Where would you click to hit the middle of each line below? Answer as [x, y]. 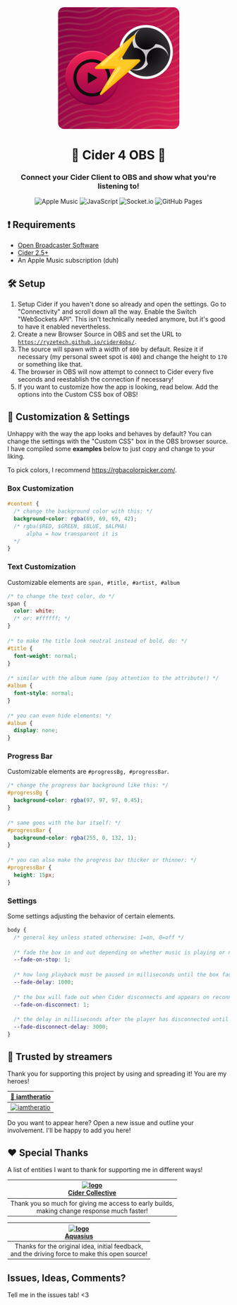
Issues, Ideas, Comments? [67, 1278]
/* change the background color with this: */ [83, 512]
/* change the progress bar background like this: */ [88, 785]
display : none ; [36, 731]
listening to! [119, 186]
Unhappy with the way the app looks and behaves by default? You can [110, 433]
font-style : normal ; [44, 693]
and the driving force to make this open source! [79, 1253]
